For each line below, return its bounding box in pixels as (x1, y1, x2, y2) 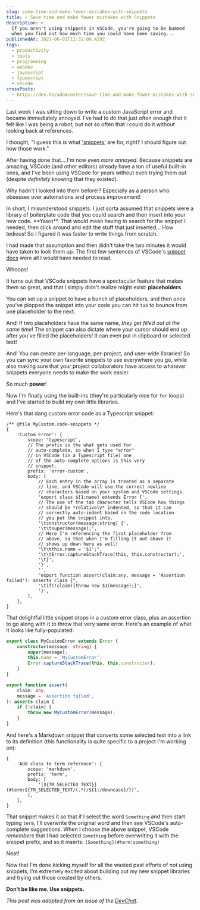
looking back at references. (6, 127, 73, 134)
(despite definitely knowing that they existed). (6, 175, 118, 182)
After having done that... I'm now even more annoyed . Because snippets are (6, 156, 192, 164)
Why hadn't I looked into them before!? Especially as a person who (6, 187, 170, 194)
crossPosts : (6, 86, 36, 92)
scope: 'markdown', (27, 766, 76, 772)
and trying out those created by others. (6, 874, 102, 881)
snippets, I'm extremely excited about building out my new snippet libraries (6, 867, 190, 875)
